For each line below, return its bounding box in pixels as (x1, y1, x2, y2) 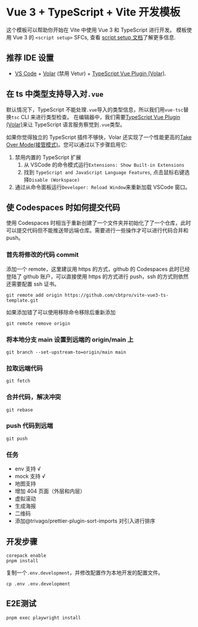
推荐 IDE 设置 (6, 53, 54, 63)
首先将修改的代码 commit (6, 251, 79, 259)
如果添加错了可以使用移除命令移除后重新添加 (6, 308, 116, 316)
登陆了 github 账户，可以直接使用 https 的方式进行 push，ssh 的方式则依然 (6, 272, 189, 280)
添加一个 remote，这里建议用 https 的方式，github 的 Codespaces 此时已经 (6, 265, 190, 272)
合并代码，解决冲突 (6, 393, 61, 401)
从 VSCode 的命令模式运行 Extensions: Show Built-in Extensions (23, 161, 185, 168)
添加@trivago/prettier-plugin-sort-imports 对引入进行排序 (14, 517, 156, 524)
